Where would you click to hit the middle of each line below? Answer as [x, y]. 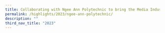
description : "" [22, 18]
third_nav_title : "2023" [30, 23]
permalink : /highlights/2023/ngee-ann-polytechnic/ [59, 14]
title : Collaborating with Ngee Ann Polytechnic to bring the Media [77, 9]
